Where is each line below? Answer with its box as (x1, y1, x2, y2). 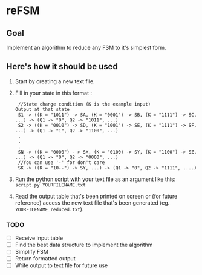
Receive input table (15, 234, 64, 242)
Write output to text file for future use (15, 262, 108, 269)
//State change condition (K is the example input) (18, 101, 151, 107)
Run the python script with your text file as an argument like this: (15, 175, 176, 183)
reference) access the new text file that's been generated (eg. (15, 199, 170, 206)
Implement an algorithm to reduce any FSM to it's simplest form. (6, 44, 166, 51)
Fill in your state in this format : (15, 89, 93, 97)
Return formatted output (15, 255, 76, 262)
